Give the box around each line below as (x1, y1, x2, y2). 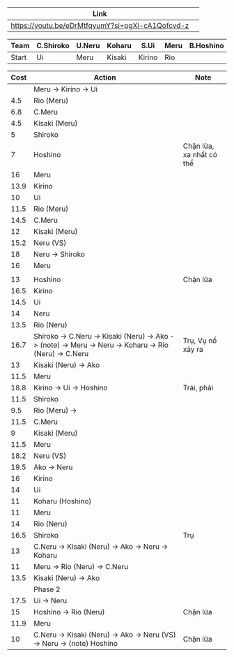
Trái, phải (182, 383, 214, 392)
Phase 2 (33, 584, 61, 594)
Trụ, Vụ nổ (182, 336, 217, 345)
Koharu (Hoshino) (33, 496, 92, 505)
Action (93, 73, 116, 82)
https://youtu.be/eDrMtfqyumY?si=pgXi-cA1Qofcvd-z (10, 21, 189, 30)
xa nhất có (182, 150, 218, 159)
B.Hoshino (189, 41, 224, 50)
